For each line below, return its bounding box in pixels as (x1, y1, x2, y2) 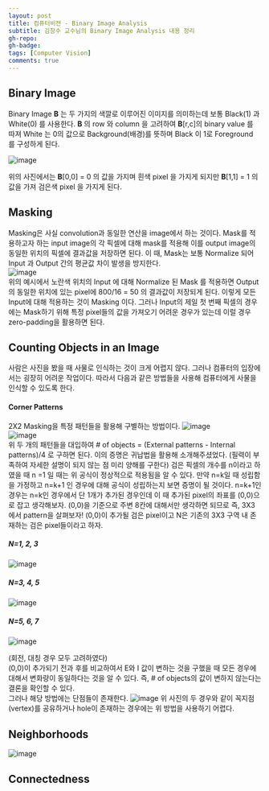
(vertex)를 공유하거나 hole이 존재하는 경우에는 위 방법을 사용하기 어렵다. (8, 703, 235, 713)
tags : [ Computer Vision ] (8, 49, 92, 57)
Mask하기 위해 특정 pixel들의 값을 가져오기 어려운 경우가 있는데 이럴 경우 (22, 307, 251, 316)
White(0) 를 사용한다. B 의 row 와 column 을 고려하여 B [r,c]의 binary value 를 (8, 118, 254, 129)
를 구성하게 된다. (8, 138, 60, 149)
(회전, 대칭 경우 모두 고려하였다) (8, 653, 108, 663)
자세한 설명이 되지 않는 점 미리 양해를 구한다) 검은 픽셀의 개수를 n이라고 (29, 459, 253, 469)
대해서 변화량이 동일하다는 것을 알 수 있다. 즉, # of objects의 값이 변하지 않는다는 (8, 674, 262, 683)
